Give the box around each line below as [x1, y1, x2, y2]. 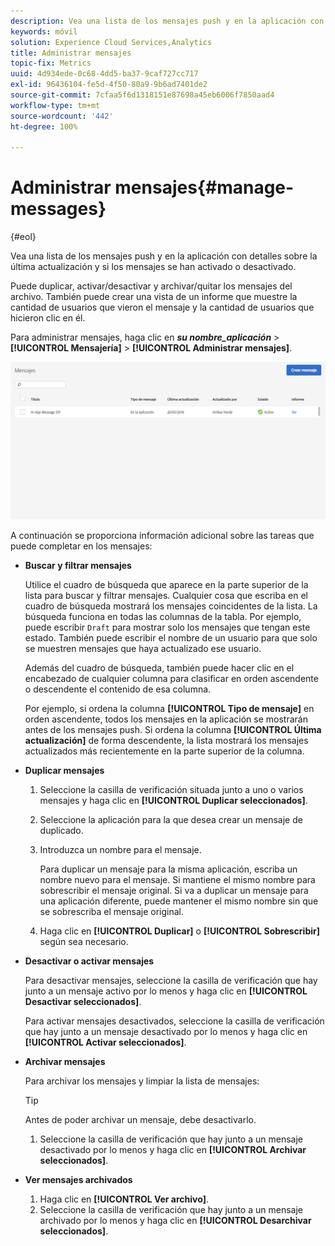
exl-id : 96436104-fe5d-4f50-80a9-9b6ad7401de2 [10, 80, 208, 90]
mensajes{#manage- [114, 176, 295, 199]
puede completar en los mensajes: [10, 540, 153, 552]
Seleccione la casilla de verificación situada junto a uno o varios [39, 783, 304, 795]
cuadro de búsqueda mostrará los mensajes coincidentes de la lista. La [24, 600, 318, 612]
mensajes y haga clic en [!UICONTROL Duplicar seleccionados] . [39, 794, 308, 806]
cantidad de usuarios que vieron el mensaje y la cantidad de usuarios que [10, 301, 315, 314]
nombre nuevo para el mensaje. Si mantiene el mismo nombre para [39, 873, 316, 885]
